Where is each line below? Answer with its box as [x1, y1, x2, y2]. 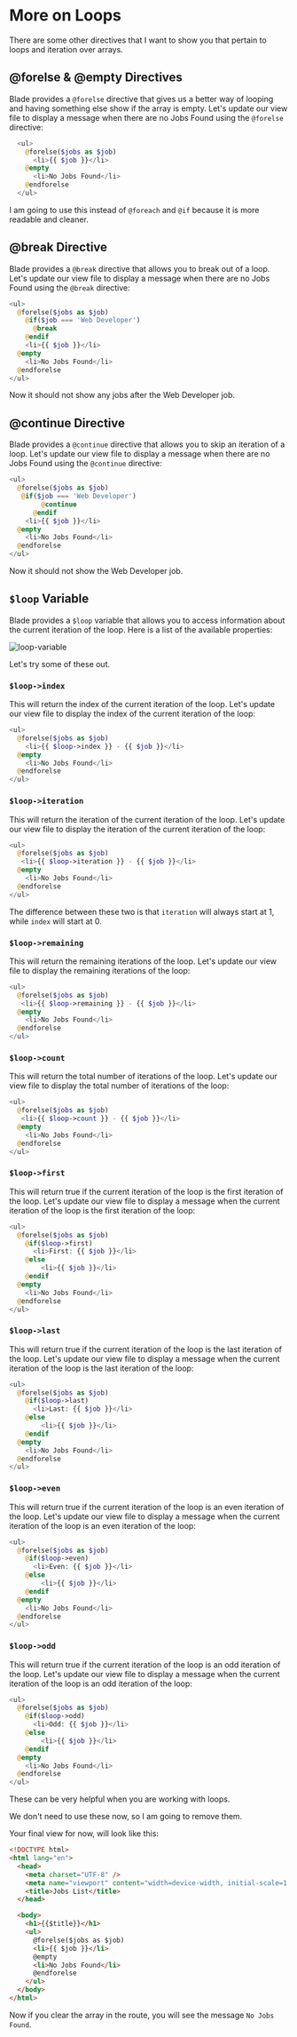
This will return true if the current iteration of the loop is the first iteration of [9, 1186, 284, 1197]
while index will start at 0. [9, 916, 102, 927]
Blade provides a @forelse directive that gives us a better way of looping [9, 93, 274, 104]
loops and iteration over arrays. [9, 44, 124, 54]
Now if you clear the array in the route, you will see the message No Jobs [9, 2009, 275, 2020]
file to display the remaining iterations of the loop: [9, 965, 191, 975]
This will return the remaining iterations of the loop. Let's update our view [9, 956, 277, 967]
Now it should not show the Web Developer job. [9, 566, 184, 576]
